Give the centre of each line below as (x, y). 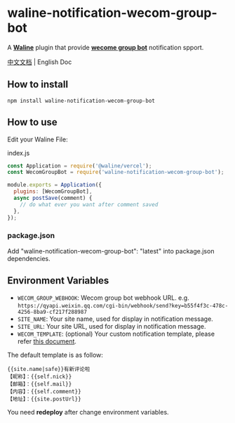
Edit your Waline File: (38, 139)
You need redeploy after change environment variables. (88, 412)
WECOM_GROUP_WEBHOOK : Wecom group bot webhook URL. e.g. (103, 298)
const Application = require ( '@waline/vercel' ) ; (80, 166)
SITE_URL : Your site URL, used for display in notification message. (112, 326)
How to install (38, 85)
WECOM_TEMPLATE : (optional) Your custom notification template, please (116, 334)
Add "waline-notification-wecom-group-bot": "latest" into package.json (111, 251)
